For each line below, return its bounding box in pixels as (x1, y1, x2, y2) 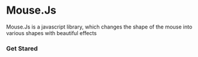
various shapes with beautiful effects (6, 29, 97, 36)
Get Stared (6, 44, 38, 52)
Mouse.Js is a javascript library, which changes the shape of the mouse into (6, 23, 193, 30)
